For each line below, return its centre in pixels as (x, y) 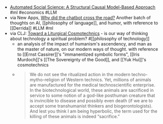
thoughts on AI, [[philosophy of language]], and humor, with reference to (84, 23)
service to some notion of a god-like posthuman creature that (92, 95)
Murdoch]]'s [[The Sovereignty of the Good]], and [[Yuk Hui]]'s (82, 60)
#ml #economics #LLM (33, 12)
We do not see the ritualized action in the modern (80, 74)
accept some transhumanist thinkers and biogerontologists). (91, 106)
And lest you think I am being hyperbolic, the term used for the (93, 111)
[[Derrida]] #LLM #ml (31, 28)
